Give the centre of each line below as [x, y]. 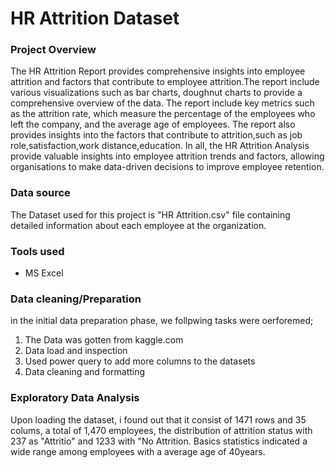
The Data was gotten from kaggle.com [104, 340]
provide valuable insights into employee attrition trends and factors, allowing [167, 156]
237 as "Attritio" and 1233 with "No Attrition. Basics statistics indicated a [159, 441]
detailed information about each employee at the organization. [138, 225]
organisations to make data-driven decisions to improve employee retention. [167, 167]
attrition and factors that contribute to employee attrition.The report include [165, 82]
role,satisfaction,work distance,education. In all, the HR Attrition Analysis [160, 146]
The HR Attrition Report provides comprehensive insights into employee [158, 71]
